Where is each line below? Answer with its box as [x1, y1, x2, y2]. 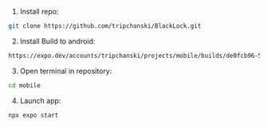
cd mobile [8, 81, 41, 90]
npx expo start [8, 111, 59, 119]
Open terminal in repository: [19, 66, 112, 75]
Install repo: [19, 7, 59, 16]
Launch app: [19, 95, 61, 106]
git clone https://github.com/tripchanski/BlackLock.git [8, 22, 202, 30]
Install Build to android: [19, 36, 96, 46]
